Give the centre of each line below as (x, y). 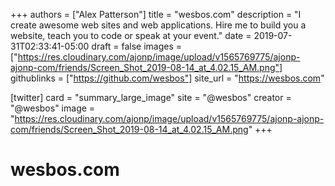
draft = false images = (136, 46)
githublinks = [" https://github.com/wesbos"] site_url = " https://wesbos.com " (167, 78)
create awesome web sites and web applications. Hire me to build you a (158, 25)
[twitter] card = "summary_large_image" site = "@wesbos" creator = (151, 97)
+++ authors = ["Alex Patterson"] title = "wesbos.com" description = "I (156, 14)
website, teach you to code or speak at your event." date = (131, 35)
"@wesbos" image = (53, 108)
